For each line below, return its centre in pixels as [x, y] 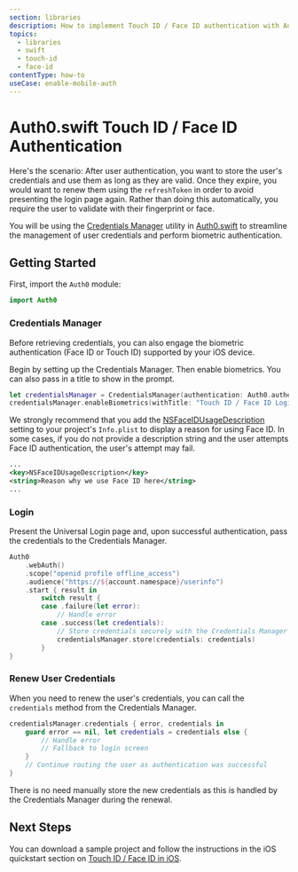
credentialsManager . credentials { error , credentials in [117, 724]
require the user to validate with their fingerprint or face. [112, 208]
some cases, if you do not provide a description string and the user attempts [149, 439]
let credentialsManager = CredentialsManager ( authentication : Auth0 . [141, 395]
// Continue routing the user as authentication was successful [146, 765]
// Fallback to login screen [95, 749]
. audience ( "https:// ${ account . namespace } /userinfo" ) [125, 582]
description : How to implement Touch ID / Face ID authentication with [144, 26]
